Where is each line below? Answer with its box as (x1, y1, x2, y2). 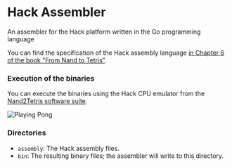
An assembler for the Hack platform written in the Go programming (7, 27, 201, 36)
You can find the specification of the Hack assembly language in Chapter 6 (7, 48, 225, 57)
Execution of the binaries (7, 73, 95, 83)
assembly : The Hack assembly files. (17, 144, 120, 152)
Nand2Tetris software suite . (7, 97, 88, 105)
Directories (7, 128, 46, 138)
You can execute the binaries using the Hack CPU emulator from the (7, 89, 205, 98)
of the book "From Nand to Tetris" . (7, 55, 107, 64)
